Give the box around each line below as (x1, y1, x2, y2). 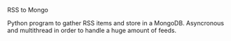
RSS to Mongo (7, 6, 49, 14)
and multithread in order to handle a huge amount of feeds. (7, 27, 177, 34)
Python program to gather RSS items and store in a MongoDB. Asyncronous (7, 19, 225, 27)
